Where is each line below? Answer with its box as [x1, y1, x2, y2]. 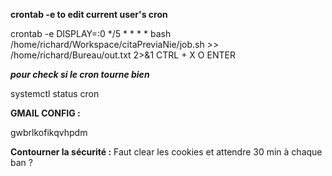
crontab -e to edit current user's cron [10, 9, 168, 20]
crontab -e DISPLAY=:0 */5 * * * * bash [10, 28, 172, 39]
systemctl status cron [10, 88, 100, 99]
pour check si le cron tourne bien [10, 69, 150, 80]
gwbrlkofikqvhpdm [10, 127, 88, 138]
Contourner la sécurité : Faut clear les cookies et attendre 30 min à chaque [10, 146, 323, 158]
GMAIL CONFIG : [10, 107, 81, 119]
